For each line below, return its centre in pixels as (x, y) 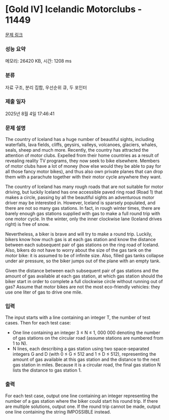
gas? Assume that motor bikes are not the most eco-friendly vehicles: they (83, 287)
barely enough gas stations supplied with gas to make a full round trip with (83, 214)
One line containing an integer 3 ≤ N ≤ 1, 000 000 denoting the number (86, 333)
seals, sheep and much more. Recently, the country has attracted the (77, 150)
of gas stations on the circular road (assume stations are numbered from (88, 338)
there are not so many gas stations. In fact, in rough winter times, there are (83, 208)
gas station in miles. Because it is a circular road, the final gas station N (87, 365)
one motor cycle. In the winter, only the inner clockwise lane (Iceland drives (84, 219)
